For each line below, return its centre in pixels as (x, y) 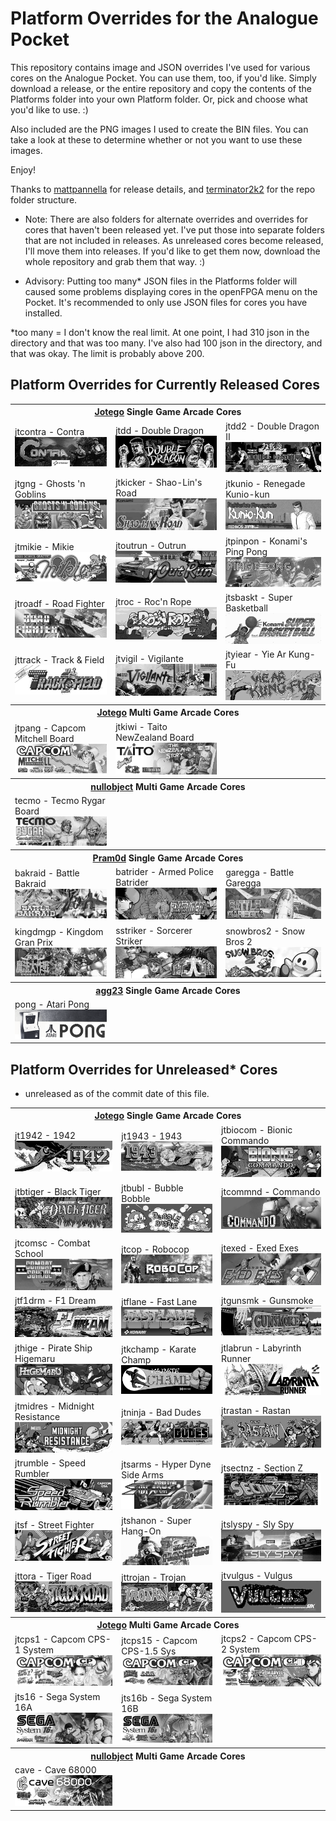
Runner (236, 1358)
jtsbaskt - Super (259, 598)
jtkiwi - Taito (141, 726)
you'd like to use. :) (49, 109)
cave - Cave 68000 (55, 1769)
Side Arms (142, 1474)
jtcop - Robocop (155, 1249)
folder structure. (44, 199)
